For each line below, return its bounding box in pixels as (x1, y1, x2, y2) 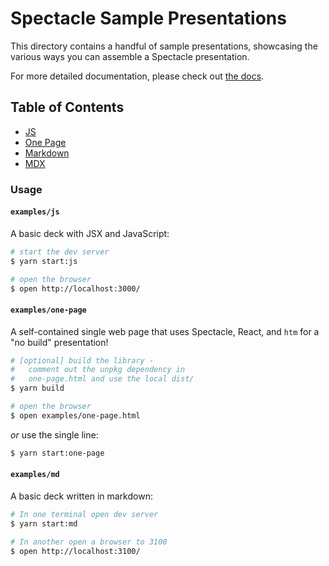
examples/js (10, 207, 60, 217)
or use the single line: (10, 428, 99, 441)
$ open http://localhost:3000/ (10, 283, 141, 294)
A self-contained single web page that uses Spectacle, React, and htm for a (10, 325, 320, 337)
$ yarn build (10, 383, 65, 394)
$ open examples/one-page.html (10, 410, 141, 421)
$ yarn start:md (10, 518, 78, 529)
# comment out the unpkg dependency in (10, 365, 186, 375)
